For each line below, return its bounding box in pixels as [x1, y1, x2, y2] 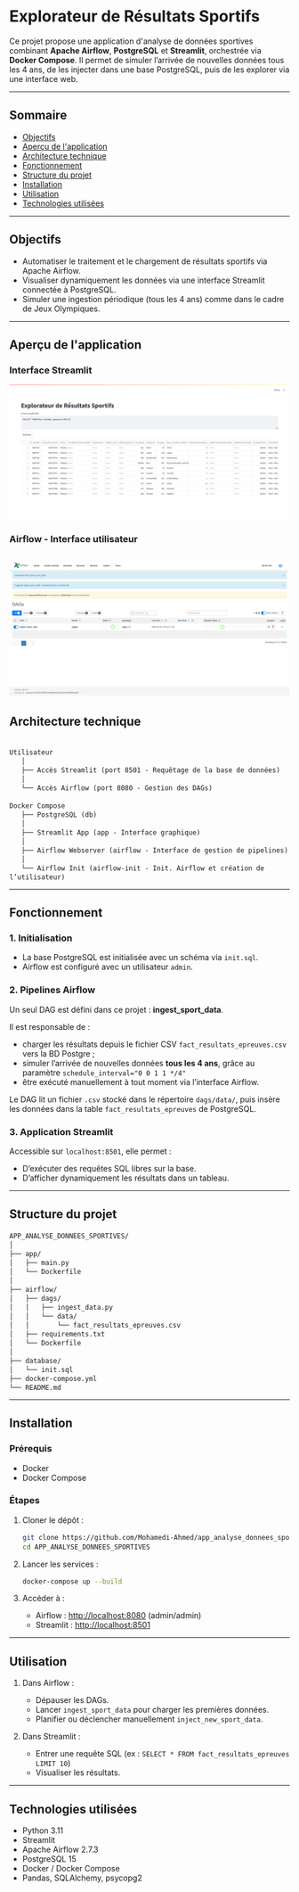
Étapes [9, 1494, 40, 1507]
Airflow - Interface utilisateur [9, 533, 138, 546]
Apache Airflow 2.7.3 [21, 1844, 99, 1855]
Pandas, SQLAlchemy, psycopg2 [21, 1872, 142, 1883]
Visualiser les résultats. [35, 1767, 121, 1778]
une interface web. [9, 73, 78, 84]
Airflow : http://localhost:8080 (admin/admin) [35, 1610, 202, 1621]
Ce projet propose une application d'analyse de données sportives [9, 36, 254, 46]
